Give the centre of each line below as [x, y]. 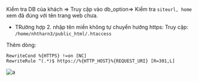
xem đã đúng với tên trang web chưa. [52, 15]
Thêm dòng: [21, 45]
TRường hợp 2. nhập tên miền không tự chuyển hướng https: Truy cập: [101, 27]
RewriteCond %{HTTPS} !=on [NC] [46, 56]
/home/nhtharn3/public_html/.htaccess [63, 34]
